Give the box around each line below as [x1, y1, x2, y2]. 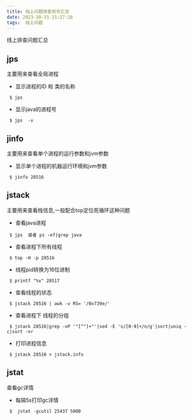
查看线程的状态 [15, 288, 52, 296]
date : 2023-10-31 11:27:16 [6, 14, 73, 20]
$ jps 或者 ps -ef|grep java [9, 232, 82, 238]
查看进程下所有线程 [15, 243, 63, 250]
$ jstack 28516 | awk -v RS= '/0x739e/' [9, 300, 110, 307]
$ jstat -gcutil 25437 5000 [9, 408, 82, 414]
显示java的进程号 [15, 106, 57, 113]
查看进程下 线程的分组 [15, 311, 69, 319]
